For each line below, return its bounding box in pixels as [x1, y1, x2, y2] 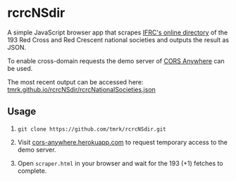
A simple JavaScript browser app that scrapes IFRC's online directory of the [7, 28, 228, 37]
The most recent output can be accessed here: [7, 77, 144, 86]
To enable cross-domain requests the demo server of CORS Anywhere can [7, 56, 225, 65]
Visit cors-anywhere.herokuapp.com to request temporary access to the [17, 138, 228, 146]
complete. [17, 167, 47, 175]
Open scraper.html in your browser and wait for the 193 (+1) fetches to [17, 159, 223, 167]
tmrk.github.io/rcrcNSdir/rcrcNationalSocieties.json [7, 85, 156, 93]
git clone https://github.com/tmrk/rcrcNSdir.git [17, 125, 167, 133]
